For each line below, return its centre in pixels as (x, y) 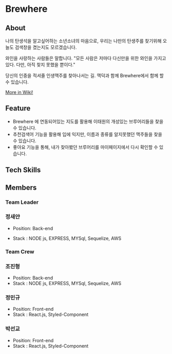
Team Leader (22, 202)
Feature (18, 108)
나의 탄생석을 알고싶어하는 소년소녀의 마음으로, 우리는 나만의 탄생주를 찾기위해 (83, 41)
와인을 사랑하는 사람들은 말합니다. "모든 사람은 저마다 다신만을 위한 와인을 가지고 (86, 58)
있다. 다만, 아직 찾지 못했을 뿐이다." (40, 64)
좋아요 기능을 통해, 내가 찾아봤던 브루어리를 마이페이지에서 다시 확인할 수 (85, 147)
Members (21, 187)
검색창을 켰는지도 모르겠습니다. (46, 47)
